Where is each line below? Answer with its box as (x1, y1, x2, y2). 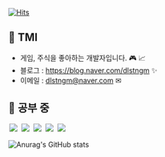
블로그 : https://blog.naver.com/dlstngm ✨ (19, 65, 158, 75)
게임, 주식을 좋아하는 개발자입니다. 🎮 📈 (19, 53, 147, 62)
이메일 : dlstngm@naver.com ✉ (19, 75, 122, 85)
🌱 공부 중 (8, 101, 50, 115)
